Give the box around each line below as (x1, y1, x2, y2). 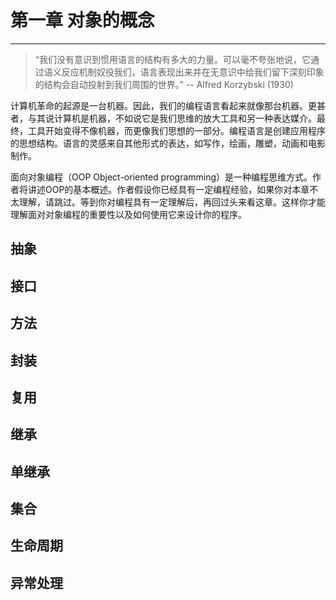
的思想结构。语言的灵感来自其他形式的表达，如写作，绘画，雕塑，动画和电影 (10, 137, 326, 149)
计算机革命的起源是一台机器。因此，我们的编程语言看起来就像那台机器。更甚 (10, 99, 326, 111)
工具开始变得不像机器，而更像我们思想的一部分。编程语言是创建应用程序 (27, 124, 326, 136)
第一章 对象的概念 (10, 9, 155, 32)
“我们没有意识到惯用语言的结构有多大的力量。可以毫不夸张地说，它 (34, 53, 311, 65)
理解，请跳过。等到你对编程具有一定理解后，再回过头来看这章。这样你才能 (18, 196, 326, 208)
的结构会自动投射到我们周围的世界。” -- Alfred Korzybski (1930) (34, 78, 294, 90)
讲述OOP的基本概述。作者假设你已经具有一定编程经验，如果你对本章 (27, 183, 310, 195)
